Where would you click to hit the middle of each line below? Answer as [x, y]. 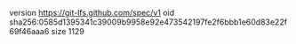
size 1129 [68, 31]
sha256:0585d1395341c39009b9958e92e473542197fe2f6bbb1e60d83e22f [148, 22]
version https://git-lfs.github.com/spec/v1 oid [92, 13]
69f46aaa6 [29, 31]
